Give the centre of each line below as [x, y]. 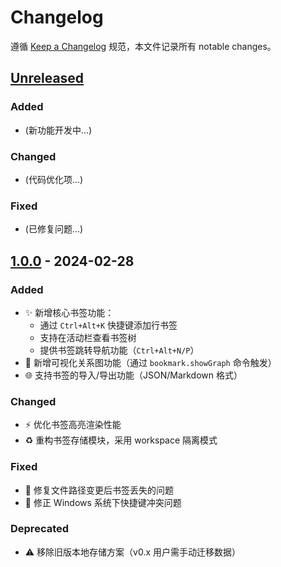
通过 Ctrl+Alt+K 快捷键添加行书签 [108, 325]
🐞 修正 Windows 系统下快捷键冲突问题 [103, 502]
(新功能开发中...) [58, 130]
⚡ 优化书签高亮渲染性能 [73, 425]
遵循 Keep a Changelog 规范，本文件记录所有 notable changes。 [143, 46]
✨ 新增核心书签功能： [69, 312]
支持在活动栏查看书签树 [88, 337]
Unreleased [47, 78]
